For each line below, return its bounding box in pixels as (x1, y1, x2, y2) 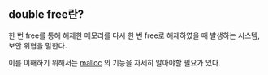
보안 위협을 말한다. (8, 40, 67, 50)
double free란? (8, 7, 84, 22)
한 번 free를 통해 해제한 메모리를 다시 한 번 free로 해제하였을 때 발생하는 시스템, (8, 31, 260, 40)
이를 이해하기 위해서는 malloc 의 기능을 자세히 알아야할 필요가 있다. (8, 57, 221, 67)
